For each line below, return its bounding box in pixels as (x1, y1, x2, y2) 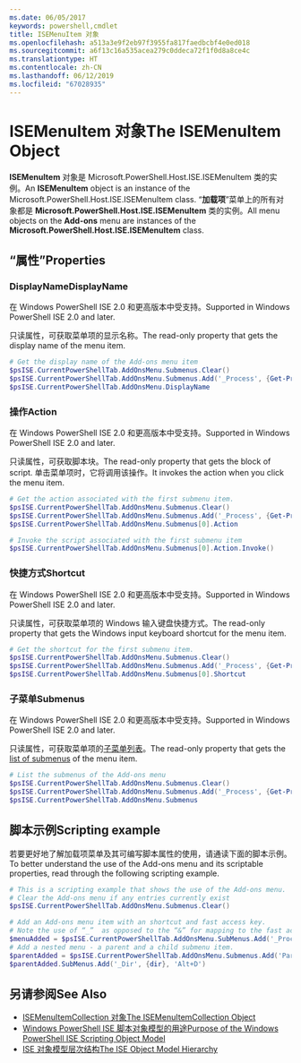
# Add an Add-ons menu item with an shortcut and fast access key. (9, 918, 267, 927)
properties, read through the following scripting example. (9, 868, 219, 879)
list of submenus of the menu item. (9, 753, 138, 764)
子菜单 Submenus (9, 693, 85, 706)
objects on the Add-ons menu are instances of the (9, 215, 197, 226)
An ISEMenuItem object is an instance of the (25, 183, 191, 193)
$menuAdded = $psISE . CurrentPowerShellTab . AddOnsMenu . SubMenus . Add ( (9, 935, 271, 944)
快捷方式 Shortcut (9, 567, 85, 579)
